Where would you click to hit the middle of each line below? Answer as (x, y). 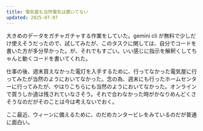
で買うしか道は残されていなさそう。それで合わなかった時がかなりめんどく (99, 94)
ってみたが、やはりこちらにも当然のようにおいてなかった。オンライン (109, 86)
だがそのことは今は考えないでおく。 (72, 101)
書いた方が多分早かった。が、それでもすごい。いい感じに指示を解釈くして (99, 51)
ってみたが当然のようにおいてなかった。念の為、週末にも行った (86, 79)
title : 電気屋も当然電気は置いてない (48, 12)
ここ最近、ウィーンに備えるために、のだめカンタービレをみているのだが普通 (101, 114)
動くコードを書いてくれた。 (57, 58)
